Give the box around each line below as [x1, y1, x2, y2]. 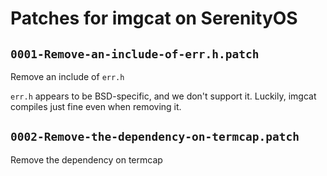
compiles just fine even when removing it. [10, 101, 182, 112]
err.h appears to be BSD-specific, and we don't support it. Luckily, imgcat [10, 90, 317, 102]
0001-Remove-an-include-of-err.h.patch [10, 47, 260, 61]
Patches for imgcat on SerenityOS [10, 7, 298, 30]
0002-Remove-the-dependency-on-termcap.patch [10, 130, 300, 144]
